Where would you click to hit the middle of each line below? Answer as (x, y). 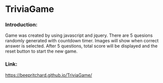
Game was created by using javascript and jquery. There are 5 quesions (79, 35)
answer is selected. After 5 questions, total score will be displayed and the (81, 46)
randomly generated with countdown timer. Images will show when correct (82, 41)
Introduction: (21, 25)
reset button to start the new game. (41, 51)
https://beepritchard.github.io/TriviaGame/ (49, 75)
